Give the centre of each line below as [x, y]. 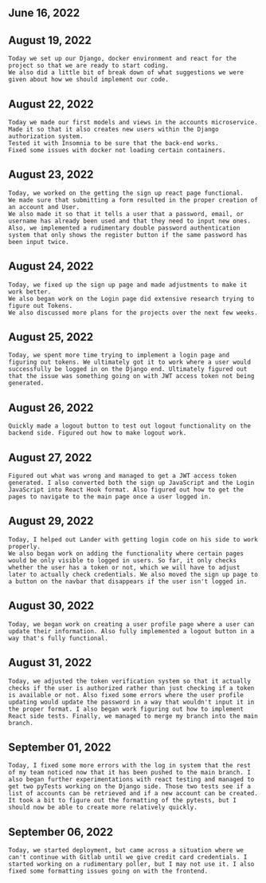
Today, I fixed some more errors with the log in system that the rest [129, 766]
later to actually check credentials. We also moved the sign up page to [133, 574]
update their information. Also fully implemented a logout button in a [131, 631]
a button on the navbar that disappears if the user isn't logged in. [128, 581]
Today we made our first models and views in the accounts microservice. [133, 123]
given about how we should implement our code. [89, 80]
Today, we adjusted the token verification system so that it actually [129, 681]
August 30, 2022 [51, 606]
